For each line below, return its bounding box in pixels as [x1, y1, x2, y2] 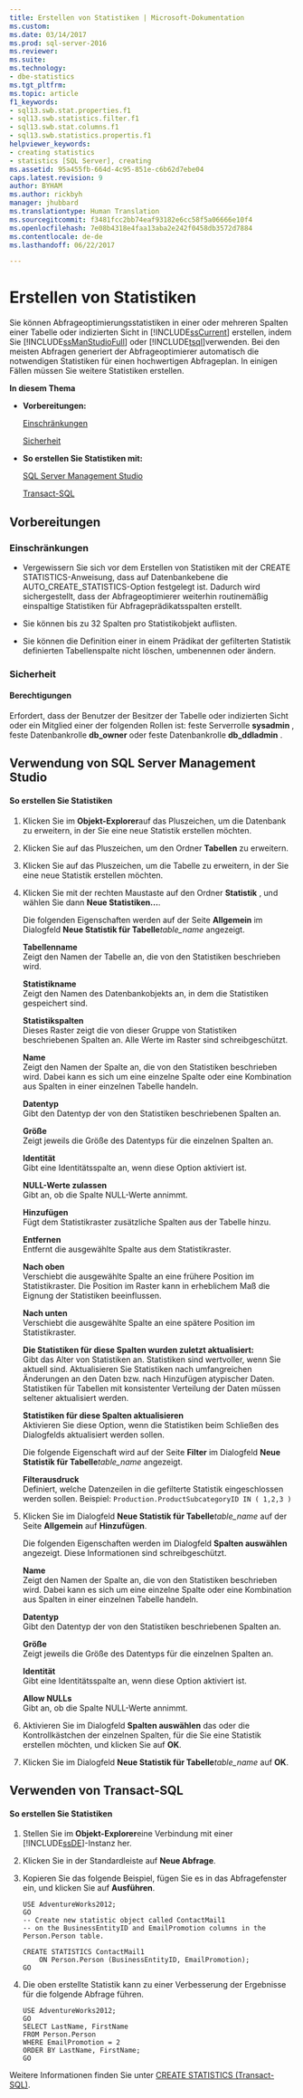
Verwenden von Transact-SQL [9, 1782, 184, 1798]
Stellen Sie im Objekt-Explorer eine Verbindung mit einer [22, 1828, 233, 1839]
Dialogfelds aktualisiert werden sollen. [22, 1429, 166, 1440]
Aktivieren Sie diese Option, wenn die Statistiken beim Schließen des [22, 1419, 279, 1430]
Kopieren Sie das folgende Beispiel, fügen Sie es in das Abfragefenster [22, 1873, 288, 1883]
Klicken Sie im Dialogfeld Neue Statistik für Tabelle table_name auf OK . [22, 1757, 289, 1768]
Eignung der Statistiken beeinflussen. [22, 1290, 162, 1301]
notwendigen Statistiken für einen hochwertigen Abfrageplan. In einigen [9, 356, 278, 367]
